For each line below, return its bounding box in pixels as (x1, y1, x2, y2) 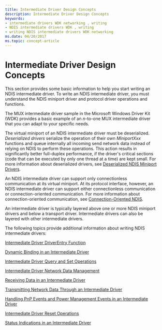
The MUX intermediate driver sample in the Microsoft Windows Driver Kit (5, 110, 150, 116)
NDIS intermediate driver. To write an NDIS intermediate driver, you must (5, 90, 149, 97)
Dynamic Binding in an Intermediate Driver (5, 249, 89, 255)
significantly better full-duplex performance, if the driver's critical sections (5, 150, 154, 156)
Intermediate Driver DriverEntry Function (5, 240, 86, 245)
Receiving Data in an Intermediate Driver (5, 277, 86, 283)
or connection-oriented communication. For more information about (5, 191, 140, 196)
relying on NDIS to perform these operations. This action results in (5, 146, 137, 151)
